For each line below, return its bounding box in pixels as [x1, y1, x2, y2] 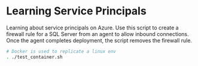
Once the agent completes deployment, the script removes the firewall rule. [6, 37, 193, 44]
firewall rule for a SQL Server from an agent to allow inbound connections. [6, 30, 189, 37]
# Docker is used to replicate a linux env [6, 48, 117, 55]
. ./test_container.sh [6, 54, 63, 60]
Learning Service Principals [6, 4, 147, 18]
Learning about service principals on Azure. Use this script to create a [6, 24, 179, 31]
